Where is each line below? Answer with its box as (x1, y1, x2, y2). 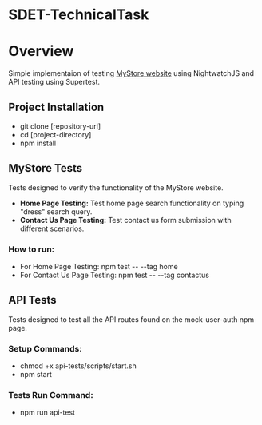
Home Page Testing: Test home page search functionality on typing (19, 198, 244, 208)
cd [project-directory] (19, 129, 92, 139)
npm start (19, 370, 52, 379)
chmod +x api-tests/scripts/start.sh (19, 361, 137, 371)
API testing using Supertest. (8, 77, 101, 87)
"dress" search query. (19, 206, 93, 216)
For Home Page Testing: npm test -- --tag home (19, 262, 178, 272)
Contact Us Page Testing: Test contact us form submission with (19, 215, 232, 224)
